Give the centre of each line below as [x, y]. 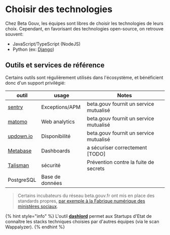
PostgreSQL [22, 180]
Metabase [20, 150]
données [52, 183]
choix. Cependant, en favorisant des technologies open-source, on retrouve [84, 28]
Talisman [18, 165]
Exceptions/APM [61, 107]
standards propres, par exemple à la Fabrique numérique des [81, 201]
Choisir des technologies [59, 9]
